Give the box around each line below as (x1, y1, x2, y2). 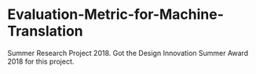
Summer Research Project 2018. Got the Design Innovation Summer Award (7, 48, 249, 57)
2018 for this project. (7, 57, 75, 66)
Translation (7, 22, 83, 40)
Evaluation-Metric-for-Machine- (7, 6, 225, 24)
